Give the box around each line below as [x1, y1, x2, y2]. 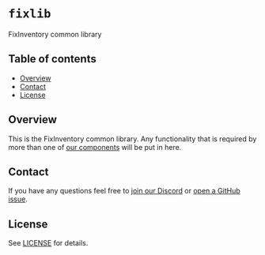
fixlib [8, 6, 51, 21]
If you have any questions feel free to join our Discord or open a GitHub [8, 186, 241, 196]
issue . [8, 194, 28, 204]
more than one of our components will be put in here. [8, 142, 182, 152]
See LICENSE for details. [8, 238, 89, 248]
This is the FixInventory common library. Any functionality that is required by [8, 133, 257, 144]
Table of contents [8, 52, 97, 66]
